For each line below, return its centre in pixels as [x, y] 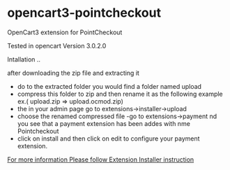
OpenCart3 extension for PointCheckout [65, 32]
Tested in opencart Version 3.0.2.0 [57, 45]
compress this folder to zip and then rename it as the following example [120, 94]
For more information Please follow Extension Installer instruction [101, 160]
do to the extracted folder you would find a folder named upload [109, 86]
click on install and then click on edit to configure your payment [108, 139]
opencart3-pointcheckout [84, 13]
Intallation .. [24, 59]
